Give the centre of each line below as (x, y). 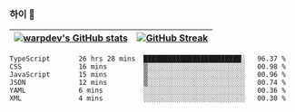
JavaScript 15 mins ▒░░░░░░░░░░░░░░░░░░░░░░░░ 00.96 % (147, 75)
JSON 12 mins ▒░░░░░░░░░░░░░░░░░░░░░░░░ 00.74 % (147, 83)
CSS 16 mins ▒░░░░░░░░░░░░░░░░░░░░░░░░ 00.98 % (147, 67)
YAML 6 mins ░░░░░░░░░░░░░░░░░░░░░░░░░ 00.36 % (147, 91)
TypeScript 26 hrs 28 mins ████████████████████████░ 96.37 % (147, 59)
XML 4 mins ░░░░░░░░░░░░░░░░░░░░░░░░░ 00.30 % (147, 98)
